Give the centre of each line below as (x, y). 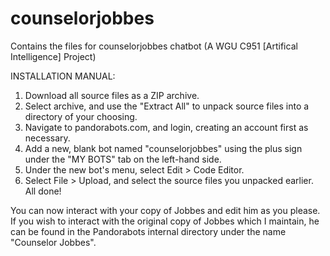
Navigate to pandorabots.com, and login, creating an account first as (166, 127)
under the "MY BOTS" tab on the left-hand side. (123, 159)
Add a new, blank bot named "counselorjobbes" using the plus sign (163, 148)
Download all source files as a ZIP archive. (112, 95)
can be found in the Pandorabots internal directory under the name (148, 231)
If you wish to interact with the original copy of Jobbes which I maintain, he (165, 221)
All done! (43, 191)
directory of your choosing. (81, 116)
